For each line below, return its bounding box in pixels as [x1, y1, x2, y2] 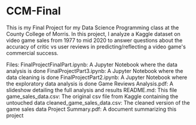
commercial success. [6, 49, 59, 56]
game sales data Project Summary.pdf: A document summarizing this [6, 105, 177, 112]
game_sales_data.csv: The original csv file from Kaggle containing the [6, 93, 179, 100]
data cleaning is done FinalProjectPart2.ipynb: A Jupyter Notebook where [6, 74, 188, 81]
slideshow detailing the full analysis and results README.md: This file [6, 86, 177, 93]
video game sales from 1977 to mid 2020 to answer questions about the [6, 36, 183, 44]
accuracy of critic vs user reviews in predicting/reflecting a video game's [6, 43, 186, 50]
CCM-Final [6, 4, 61, 18]
